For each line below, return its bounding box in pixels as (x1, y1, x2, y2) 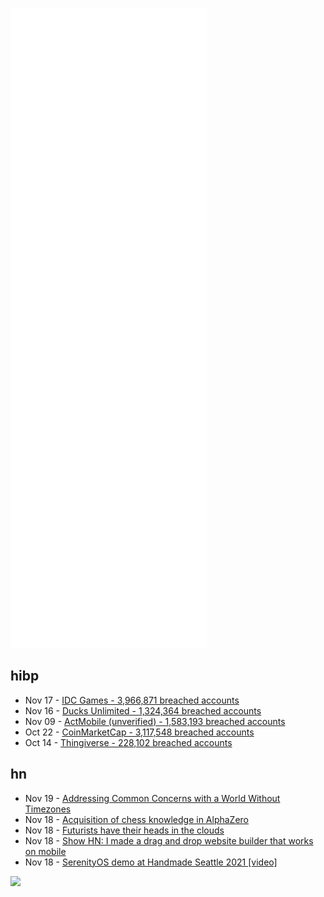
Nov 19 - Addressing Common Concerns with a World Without (24, 792, 281, 804)
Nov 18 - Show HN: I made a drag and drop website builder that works (24, 834, 314, 847)
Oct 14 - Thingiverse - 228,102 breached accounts (24, 736, 233, 748)
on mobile (24, 845, 67, 857)
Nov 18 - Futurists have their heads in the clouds (24, 824, 225, 836)
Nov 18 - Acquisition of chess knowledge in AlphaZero (24, 813, 249, 825)
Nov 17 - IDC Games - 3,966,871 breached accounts (24, 694, 240, 706)
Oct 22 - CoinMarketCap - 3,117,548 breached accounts (24, 726, 255, 738)
